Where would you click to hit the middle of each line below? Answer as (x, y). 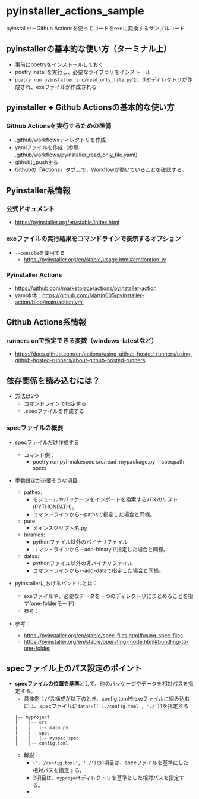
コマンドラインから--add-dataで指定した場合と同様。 (98, 570)
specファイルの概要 (35, 428)
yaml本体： (29, 295)
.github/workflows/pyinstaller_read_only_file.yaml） (78, 155)
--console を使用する (40, 253)
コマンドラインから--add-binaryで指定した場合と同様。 (101, 549)
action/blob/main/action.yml (49, 302)
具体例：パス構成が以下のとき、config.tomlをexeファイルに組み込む (107, 699)
